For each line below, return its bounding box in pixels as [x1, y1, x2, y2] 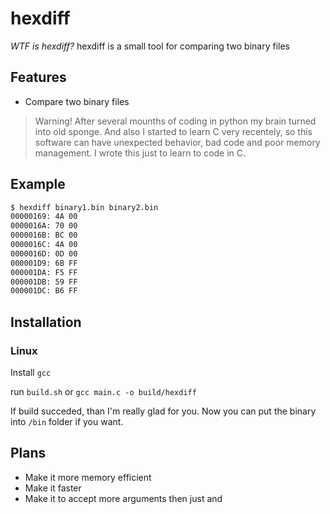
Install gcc [10, 367, 52, 378]
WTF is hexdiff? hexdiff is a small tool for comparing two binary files [10, 40, 290, 52]
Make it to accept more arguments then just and [24, 492, 223, 504]
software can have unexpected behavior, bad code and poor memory [34, 136, 321, 148]
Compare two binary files [24, 95, 130, 107]
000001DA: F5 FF [10, 267, 78, 277]
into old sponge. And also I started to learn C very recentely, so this [34, 125, 313, 137]
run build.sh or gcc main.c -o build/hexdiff [10, 386, 197, 397]
